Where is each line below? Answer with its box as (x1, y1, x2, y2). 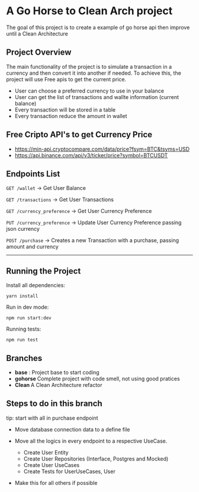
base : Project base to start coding (14, 369, 99, 376)
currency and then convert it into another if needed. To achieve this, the (6, 69, 182, 77)
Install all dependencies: (6, 282, 65, 289)
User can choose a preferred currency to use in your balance (14, 87, 165, 94)
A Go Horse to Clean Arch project (6, 4, 173, 18)
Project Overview (6, 47, 72, 58)
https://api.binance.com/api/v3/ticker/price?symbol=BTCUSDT (14, 151, 168, 158)
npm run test (6, 337, 38, 343)
